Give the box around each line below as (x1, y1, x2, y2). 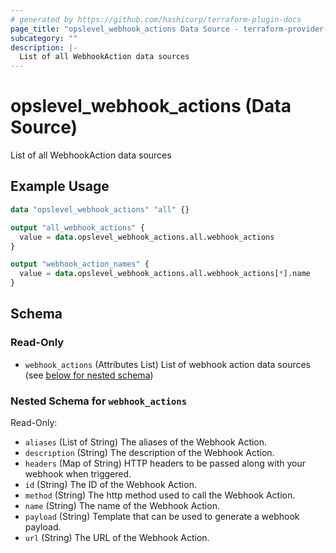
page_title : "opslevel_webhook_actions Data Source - (10, 24, 240, 34)
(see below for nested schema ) (24, 369, 154, 381)
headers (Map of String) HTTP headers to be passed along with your (24, 457, 306, 469)
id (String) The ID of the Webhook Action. (24, 478, 197, 490)
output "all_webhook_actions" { (10, 222, 145, 233)
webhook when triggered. (24, 467, 132, 480)
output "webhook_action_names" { (10, 259, 150, 270)
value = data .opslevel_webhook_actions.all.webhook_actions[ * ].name (19, 269, 311, 279)
